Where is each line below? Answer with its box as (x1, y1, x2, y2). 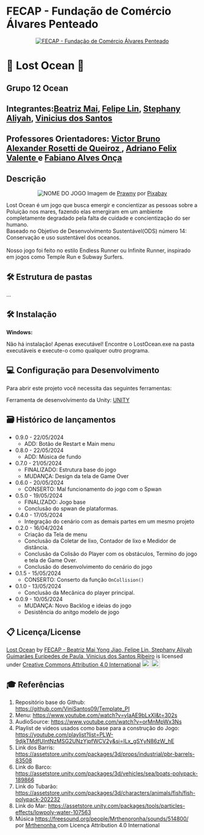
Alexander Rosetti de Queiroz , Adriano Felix (6, 143, 177, 153)
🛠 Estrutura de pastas (6, 272, 93, 282)
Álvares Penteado (6, 17, 99, 31)
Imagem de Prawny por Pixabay (87, 190, 167, 197)
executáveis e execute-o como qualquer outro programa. (6, 347, 150, 354)
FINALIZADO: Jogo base (24, 498, 86, 506)
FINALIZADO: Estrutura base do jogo (24, 466, 117, 473)
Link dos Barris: (15, 744, 55, 751)
